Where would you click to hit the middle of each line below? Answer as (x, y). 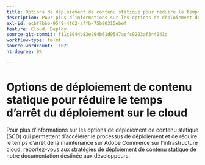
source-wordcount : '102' (38, 46)
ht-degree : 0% (24, 52)
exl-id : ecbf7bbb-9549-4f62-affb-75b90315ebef (67, 23)
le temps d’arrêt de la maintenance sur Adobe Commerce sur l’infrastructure (102, 142)
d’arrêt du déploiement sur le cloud (97, 113)
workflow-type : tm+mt (34, 40)
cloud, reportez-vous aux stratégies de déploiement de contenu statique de (101, 149)
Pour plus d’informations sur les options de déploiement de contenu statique (103, 130)
